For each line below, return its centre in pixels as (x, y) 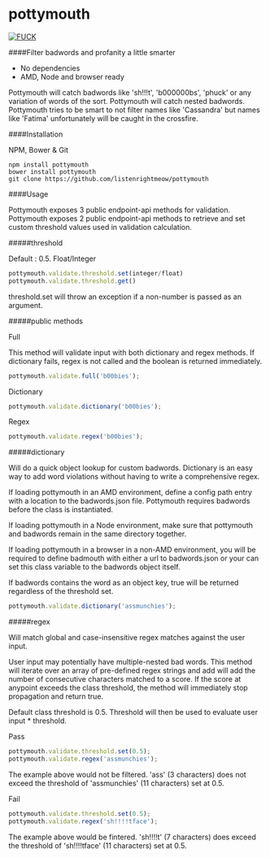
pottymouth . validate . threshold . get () (72, 281)
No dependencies (50, 68)
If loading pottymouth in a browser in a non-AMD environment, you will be (132, 550)
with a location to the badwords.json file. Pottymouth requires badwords (129, 501)
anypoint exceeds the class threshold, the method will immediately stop (128, 688)
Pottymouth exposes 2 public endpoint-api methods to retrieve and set (127, 218)
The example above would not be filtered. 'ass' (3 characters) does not (127, 774)
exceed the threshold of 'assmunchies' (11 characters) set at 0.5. (117, 783)
